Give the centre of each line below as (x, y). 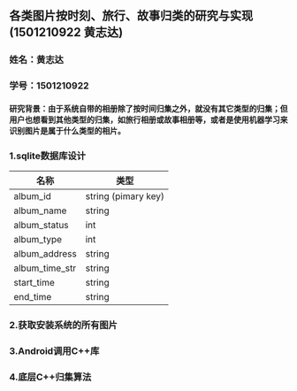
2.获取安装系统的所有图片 (63, 326)
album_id (32, 196)
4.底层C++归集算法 (50, 377)
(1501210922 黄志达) (66, 32)
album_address (45, 254)
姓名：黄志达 (37, 60)
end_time (33, 297)
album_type (38, 240)
